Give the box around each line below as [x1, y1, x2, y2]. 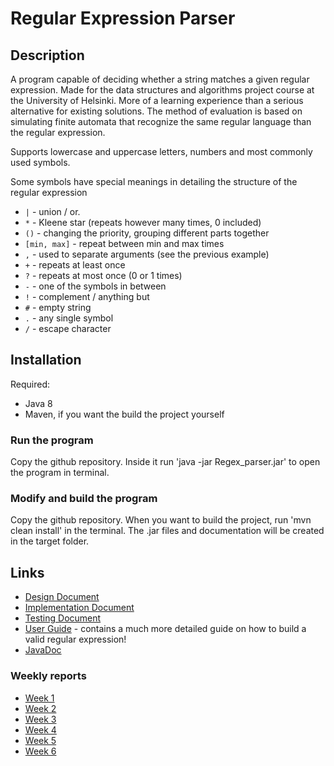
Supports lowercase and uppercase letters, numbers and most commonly [10, 146, 313, 157]
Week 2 [24, 702, 57, 714]
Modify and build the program [10, 492, 158, 506]
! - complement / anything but [24, 291, 150, 302]
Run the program [10, 433, 94, 447]
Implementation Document [24, 602, 135, 614]
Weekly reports [10, 669, 87, 683]
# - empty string [24, 302, 92, 313]
